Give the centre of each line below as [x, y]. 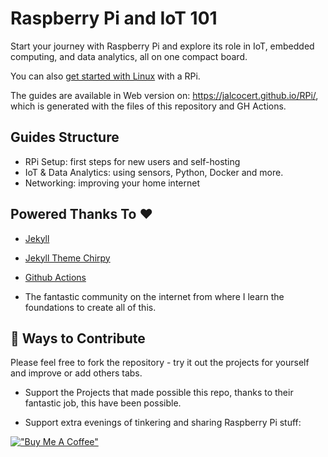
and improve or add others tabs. [76, 373]
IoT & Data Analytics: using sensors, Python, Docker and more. [154, 172]
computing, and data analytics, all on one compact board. [129, 56]
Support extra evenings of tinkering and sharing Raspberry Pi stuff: [163, 423]
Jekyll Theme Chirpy [67, 258]
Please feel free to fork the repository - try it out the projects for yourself [160, 363]
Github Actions [55, 277]
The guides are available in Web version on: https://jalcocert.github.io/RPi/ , [164, 95]
